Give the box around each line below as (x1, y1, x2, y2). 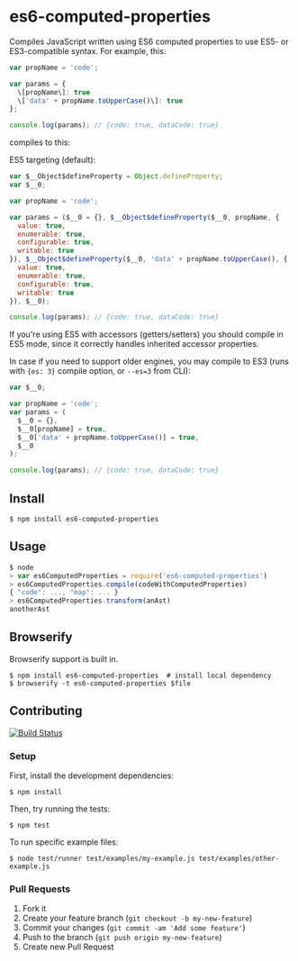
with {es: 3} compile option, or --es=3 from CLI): (9, 366, 191, 376)
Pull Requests (9, 883, 71, 895)
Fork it (22, 903, 47, 914)
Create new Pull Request (22, 941, 114, 952)
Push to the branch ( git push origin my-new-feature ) (22, 932, 222, 943)
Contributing (9, 703, 83, 719)
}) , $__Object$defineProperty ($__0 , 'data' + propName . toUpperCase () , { (9, 255, 288, 264)
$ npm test (9, 820, 50, 830)
